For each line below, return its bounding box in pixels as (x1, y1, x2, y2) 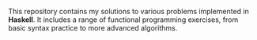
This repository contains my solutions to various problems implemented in (8, 7, 249, 16)
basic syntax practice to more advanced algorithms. (8, 24, 178, 32)
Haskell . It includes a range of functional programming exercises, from (8, 15, 239, 24)
